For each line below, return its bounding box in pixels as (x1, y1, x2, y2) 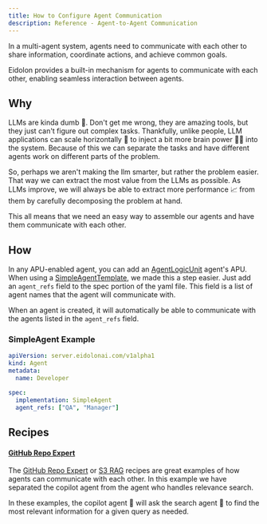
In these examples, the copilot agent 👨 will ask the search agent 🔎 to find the (8, 498, 260, 508)
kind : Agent (8, 359, 48, 367)
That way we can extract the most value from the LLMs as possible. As (8, 176, 241, 185)
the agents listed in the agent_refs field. (8, 314, 139, 324)
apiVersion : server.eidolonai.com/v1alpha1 (8, 352, 155, 360)
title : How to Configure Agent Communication (8, 11, 162, 20)
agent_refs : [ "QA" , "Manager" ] (15, 403, 120, 411)
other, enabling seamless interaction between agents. (8, 73, 185, 83)
